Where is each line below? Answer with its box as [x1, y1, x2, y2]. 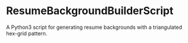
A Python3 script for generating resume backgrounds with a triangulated [6, 24, 183, 31]
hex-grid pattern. [6, 29, 48, 37]
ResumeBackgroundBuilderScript [6, 4, 174, 18]
